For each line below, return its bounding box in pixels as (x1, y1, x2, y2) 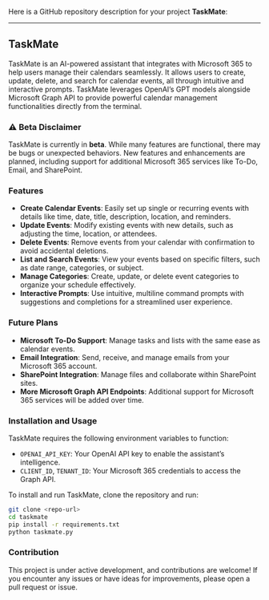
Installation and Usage (8, 415, 98, 426)
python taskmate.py (8, 528, 74, 536)
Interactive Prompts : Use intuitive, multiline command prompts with (19, 289, 244, 298)
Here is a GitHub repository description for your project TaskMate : (8, 7, 228, 16)
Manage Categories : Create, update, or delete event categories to (19, 272, 239, 282)
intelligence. (19, 457, 61, 467)
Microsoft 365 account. (19, 361, 98, 371)
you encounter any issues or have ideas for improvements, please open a (8, 574, 251, 583)
